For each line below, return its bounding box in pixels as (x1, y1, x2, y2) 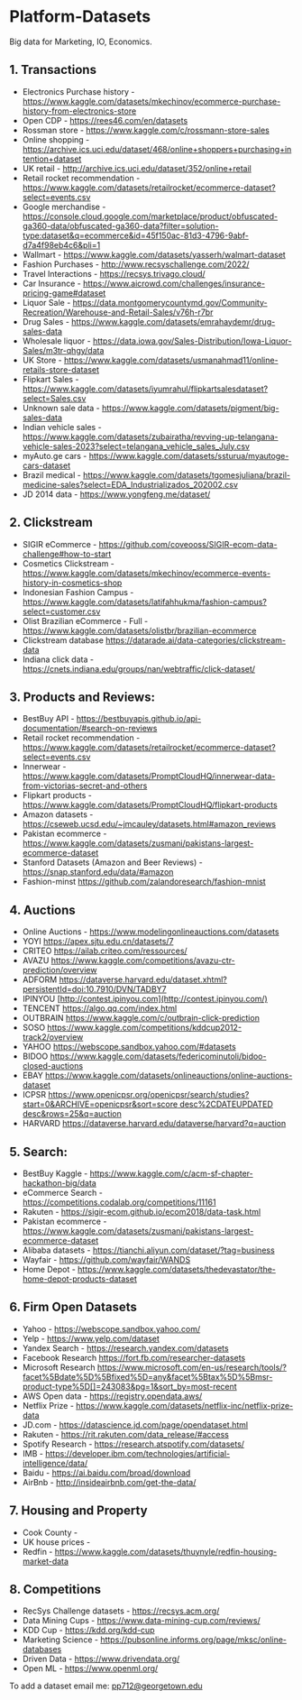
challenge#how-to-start (22, 548, 112, 559)
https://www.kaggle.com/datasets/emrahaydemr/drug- (71, 316, 276, 326)
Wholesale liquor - (22, 335, 92, 346)
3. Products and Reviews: (9, 689, 156, 704)
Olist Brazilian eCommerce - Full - (22, 615, 149, 626)
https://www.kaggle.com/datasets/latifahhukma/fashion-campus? (22, 596, 268, 607)
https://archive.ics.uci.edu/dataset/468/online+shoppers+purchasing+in (22, 143, 292, 154)
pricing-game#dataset (22, 287, 106, 299)
